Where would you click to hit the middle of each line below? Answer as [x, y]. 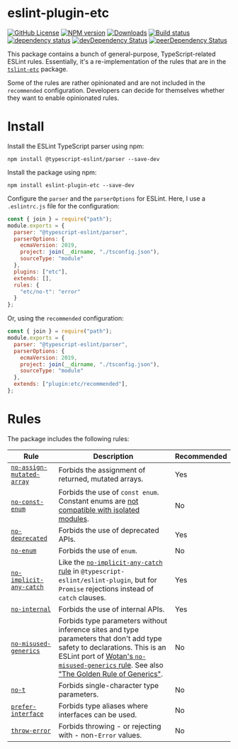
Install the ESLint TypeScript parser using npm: [76, 146]
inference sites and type [99, 629]
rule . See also [141, 665]
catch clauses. [82, 597]
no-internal [31, 609]
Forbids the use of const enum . [109, 492]
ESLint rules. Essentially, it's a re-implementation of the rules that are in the [117, 61]
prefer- [24, 706]
